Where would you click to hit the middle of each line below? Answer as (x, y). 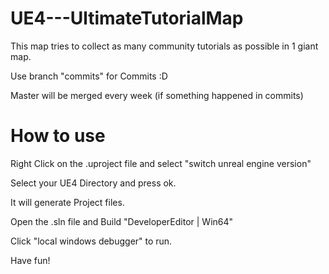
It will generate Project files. (67, 202)
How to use (58, 136)
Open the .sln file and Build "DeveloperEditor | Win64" (122, 221)
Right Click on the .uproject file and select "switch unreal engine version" (161, 163)
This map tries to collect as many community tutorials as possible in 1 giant (164, 46)
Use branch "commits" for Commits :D (89, 76)
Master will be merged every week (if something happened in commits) (157, 95)
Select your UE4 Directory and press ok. (93, 183)
